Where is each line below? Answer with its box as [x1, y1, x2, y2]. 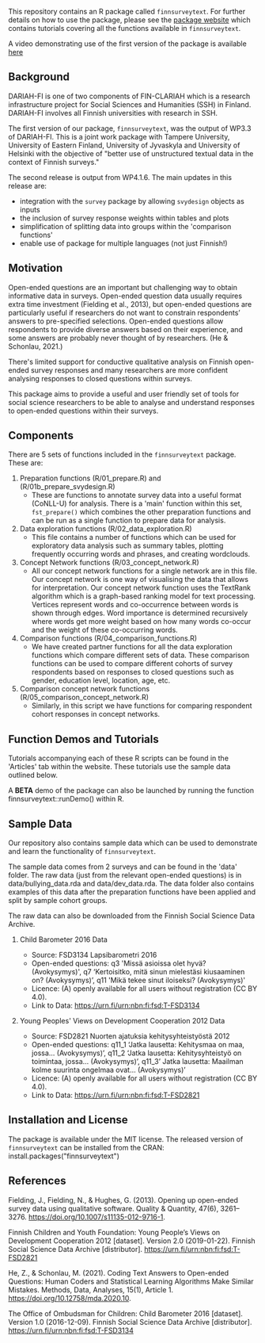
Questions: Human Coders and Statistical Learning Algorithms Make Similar [8, 1276, 255, 1286]
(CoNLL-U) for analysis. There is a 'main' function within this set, [31, 499, 243, 508]
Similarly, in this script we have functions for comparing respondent [31, 701, 252, 710]
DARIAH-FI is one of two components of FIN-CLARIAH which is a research [8, 91, 251, 101]
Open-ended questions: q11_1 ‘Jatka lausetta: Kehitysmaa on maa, [31, 1040, 245, 1050]
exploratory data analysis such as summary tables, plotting [31, 541, 224, 550]
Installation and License [8, 1113, 128, 1127]
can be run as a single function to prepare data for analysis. [31, 515, 226, 526]
